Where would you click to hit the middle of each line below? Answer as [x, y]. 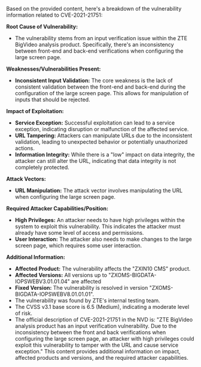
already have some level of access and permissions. [79, 233]
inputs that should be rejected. [53, 99]
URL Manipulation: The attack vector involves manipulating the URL [99, 190]
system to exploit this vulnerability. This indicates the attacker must [98, 226]
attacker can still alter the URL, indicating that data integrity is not [95, 161]
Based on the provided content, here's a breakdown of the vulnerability [94, 9]
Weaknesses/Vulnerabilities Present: [54, 69]
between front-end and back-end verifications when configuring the [99, 51]
